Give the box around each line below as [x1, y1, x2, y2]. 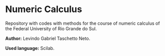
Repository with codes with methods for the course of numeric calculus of [5, 20, 160, 26]
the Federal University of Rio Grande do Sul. [5, 25, 97, 31]
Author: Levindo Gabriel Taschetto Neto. [5, 35, 90, 41]
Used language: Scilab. [5, 45, 55, 51]
